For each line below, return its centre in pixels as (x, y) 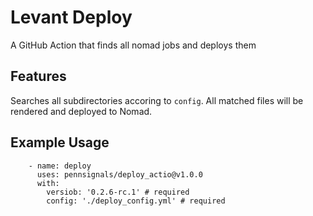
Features (38, 76)
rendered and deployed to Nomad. (81, 111)
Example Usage (60, 142)
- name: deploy (60, 166)
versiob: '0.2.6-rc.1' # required (118, 192)
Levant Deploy (71, 17)
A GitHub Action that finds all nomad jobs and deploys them (133, 45)
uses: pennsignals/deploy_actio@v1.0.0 (119, 174)
